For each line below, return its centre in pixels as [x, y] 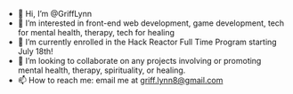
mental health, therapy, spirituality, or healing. [102, 70]
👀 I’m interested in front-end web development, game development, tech [151, 23]
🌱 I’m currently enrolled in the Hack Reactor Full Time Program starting [147, 42]
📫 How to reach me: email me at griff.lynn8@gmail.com [120, 80]
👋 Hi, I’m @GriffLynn [54, 14]
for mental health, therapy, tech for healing [96, 32]
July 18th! [35, 51]
